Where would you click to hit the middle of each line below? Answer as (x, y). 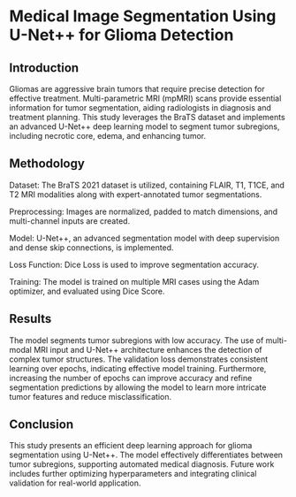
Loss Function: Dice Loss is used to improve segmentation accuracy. (134, 264)
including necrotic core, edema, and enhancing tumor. (108, 136)
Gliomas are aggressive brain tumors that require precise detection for (137, 89)
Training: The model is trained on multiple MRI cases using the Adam (134, 281)
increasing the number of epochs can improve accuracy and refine (131, 378)
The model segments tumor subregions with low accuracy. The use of (137, 340)
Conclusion (42, 425)
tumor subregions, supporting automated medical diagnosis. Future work (142, 464)
